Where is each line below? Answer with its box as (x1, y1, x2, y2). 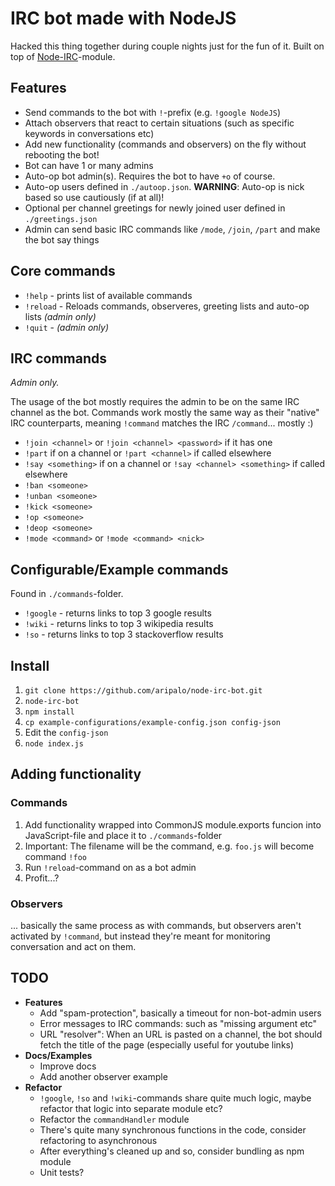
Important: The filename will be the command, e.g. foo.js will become (24, 840, 315, 852)
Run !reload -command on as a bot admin (24, 861, 197, 873)
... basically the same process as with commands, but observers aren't (10, 919, 302, 931)
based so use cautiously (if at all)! (24, 191, 165, 203)
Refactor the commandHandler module (39, 1113, 190, 1125)
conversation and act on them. (10, 940, 137, 952)
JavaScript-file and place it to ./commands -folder (24, 829, 223, 841)
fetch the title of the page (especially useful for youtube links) (39, 1038, 295, 1051)
